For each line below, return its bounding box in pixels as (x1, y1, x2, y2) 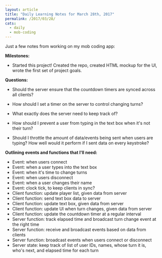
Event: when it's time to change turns (12, 169, 87, 175)
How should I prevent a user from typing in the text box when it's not (12, 120, 150, 126)
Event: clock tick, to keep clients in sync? (12, 185, 95, 191)
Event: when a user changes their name (12, 180, 92, 186)
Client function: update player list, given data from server (12, 190, 127, 196)
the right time (12, 221, 40, 227)
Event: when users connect (12, 159, 67, 164)
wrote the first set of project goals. (12, 68, 82, 73)
